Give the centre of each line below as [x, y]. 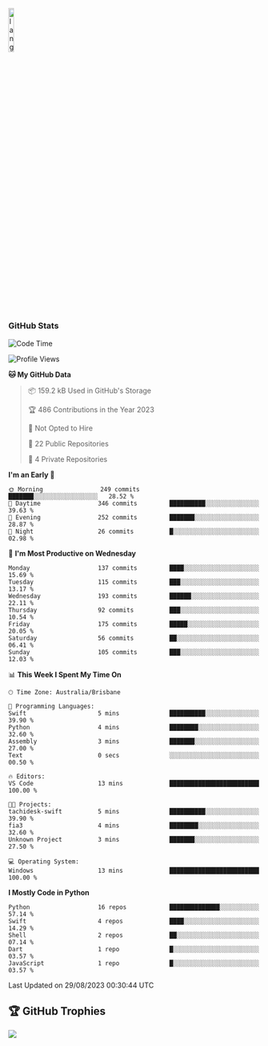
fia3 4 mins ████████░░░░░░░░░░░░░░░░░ [134, 826]
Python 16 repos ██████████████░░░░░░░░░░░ [134, 907]
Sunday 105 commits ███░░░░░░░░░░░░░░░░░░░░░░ [134, 652]
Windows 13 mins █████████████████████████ [134, 870]
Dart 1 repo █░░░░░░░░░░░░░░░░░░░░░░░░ [134, 949]
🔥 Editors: [27, 776]
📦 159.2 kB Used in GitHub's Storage [90, 390]
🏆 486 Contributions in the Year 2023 [91, 410]
